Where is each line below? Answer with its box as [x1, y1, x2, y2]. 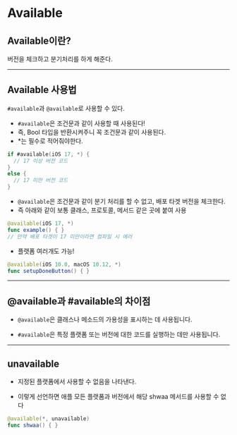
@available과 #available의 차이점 [7, 295, 151, 307]
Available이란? [7, 35, 72, 47]
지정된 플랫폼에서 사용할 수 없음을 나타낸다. [17, 377, 137, 386]
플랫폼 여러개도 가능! [17, 247, 75, 255]
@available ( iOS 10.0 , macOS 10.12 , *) [7, 261, 121, 268]
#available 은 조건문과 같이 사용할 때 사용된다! [17, 118, 146, 128]
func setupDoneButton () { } [7, 267, 90, 274]
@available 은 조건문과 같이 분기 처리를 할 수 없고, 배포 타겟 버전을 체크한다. [17, 197, 226, 206]
